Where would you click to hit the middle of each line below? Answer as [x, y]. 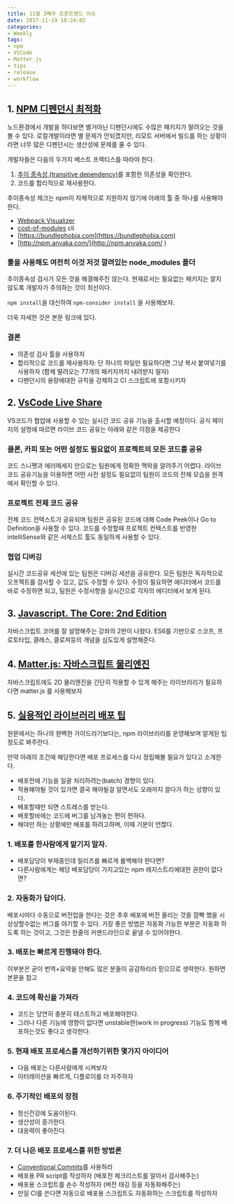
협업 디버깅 [25, 557]
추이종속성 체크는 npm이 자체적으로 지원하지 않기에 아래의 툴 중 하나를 [103, 198]
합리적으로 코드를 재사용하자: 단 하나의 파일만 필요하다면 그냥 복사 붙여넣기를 [122, 363]
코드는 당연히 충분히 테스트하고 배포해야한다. [78, 1014]
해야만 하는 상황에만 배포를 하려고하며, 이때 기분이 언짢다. [96, 824]
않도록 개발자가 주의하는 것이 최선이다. [59, 288]
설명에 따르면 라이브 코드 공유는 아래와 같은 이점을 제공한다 [100, 429]
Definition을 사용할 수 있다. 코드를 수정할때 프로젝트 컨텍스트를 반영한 [102, 528]
